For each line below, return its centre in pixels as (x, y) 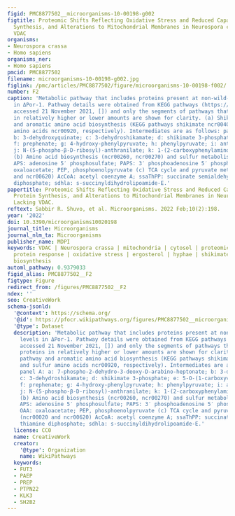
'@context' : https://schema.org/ (62, 313)
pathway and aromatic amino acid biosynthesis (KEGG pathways (112, 359)
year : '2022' (26, 216)
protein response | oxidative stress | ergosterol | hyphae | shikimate (122, 255)
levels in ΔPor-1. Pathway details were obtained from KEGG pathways (123, 339)
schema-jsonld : (29, 307)
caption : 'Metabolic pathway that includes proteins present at (103, 99)
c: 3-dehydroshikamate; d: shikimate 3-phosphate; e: (100, 378)
